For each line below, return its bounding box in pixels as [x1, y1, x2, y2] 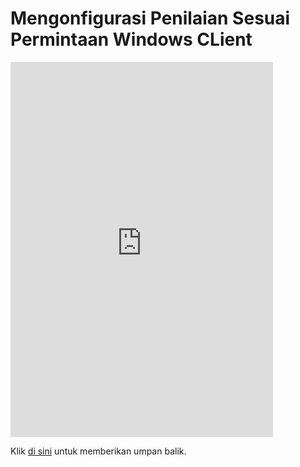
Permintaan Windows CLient [10, 28, 253, 51]
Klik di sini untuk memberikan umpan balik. [10, 445, 187, 457]
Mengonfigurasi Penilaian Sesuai [10, 7, 291, 30]
